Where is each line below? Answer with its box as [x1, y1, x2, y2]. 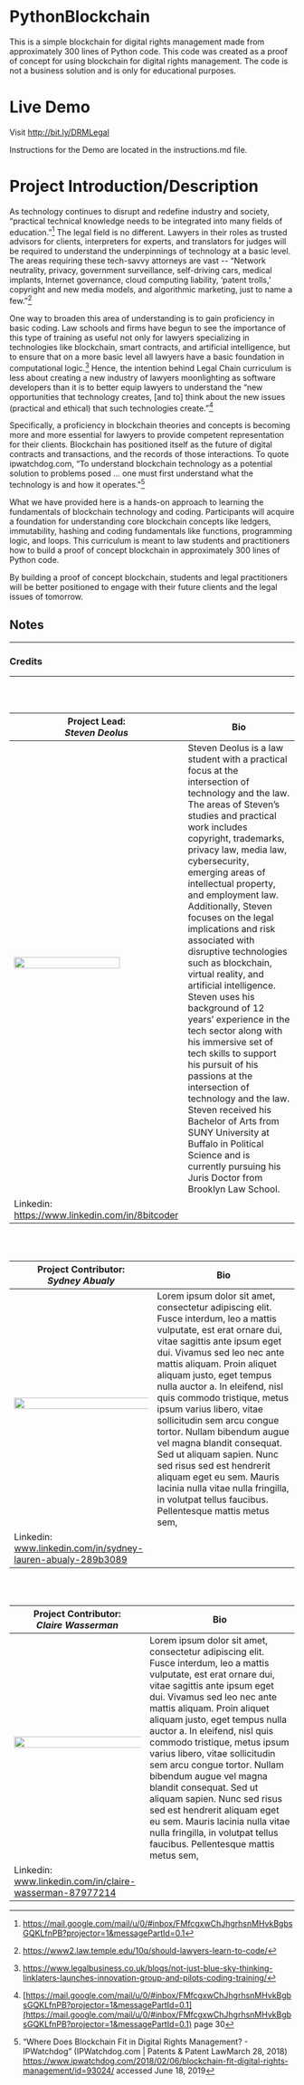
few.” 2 [9, 294, 33, 307]
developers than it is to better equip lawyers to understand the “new [9, 382, 263, 393]
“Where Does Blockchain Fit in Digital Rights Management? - [22, 2036, 249, 2047]
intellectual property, [187, 878, 276, 890]
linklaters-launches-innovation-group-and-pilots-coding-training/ [22, 1973, 268, 1984]
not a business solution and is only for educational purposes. [9, 65, 237, 76]
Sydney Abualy [46, 1274, 116, 1287]
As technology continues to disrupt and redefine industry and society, [9, 205, 270, 216]
